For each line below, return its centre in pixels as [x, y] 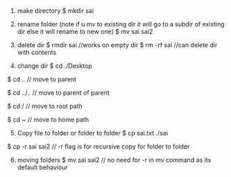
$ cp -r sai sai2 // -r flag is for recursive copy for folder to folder [99, 146]
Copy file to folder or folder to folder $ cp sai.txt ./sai [93, 133]
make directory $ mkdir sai [55, 11]
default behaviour [42, 167]
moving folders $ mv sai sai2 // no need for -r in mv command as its [114, 160]
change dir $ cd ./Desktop [54, 66]
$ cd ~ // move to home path [48, 119]
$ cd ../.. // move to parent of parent [58, 93]
